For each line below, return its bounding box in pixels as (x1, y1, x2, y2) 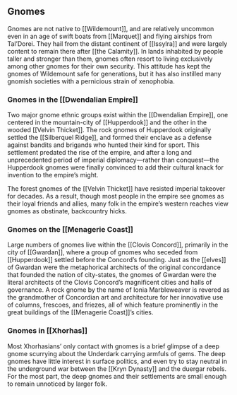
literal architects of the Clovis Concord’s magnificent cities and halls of (7, 278, 212, 287)
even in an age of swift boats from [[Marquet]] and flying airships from (7, 32, 212, 40)
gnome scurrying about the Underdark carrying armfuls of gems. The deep (7, 349, 226, 358)
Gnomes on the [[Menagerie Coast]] (7, 225, 134, 235)
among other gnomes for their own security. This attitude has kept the (7, 61, 211, 70)
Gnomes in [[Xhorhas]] (7, 326, 88, 336)
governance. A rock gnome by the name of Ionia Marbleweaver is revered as (7, 285, 230, 294)
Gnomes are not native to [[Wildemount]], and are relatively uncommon (7, 24, 214, 33)
